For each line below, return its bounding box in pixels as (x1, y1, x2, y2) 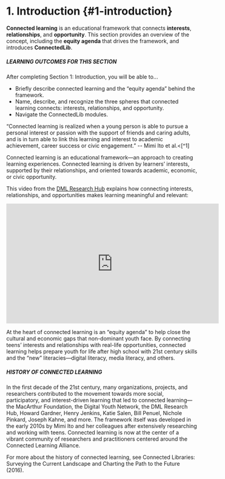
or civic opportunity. (6, 173, 57, 180)
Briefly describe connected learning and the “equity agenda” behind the (15, 85, 195, 92)
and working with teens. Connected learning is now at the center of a (6, 428, 180, 436)
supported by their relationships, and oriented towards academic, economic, (6, 166, 197, 174)
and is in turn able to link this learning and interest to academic (6, 135, 163, 142)
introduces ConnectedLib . (6, 44, 73, 51)
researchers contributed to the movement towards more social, (6, 390, 164, 397)
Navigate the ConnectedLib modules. (15, 111, 109, 118)
